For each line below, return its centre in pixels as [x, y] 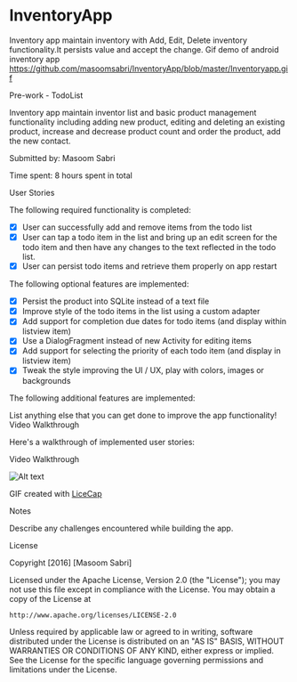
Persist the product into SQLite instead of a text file [116, 301]
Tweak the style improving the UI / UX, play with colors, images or [143, 370]
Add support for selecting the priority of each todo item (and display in [152, 351]
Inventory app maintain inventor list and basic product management [133, 112]
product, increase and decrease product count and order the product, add [145, 131]
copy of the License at [50, 598]
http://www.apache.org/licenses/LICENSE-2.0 [93, 615]
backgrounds [46, 380]
